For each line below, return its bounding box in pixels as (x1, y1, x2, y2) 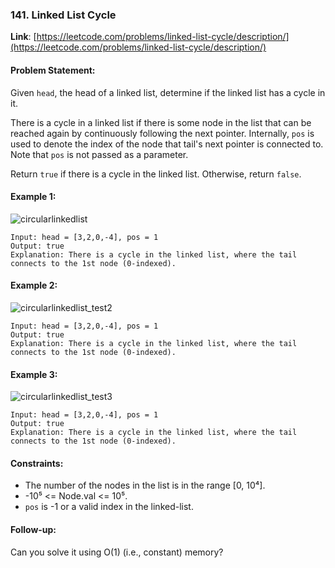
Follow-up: (10, 523, 57, 535)
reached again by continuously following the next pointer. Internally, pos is (10, 127, 315, 139)
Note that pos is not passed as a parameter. (10, 148, 189, 160)
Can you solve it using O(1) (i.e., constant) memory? (10, 546, 224, 558)
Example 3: (10, 368, 58, 380)
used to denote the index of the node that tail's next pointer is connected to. (10, 138, 324, 150)
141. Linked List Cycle (10, 8, 117, 22)
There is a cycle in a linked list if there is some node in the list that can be (10, 116, 312, 128)
